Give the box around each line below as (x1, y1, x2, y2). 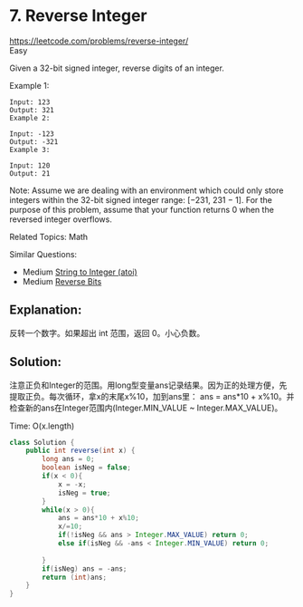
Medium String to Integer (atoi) (22, 266, 137, 277)
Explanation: (9, 303, 82, 318)
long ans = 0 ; (42, 455, 95, 464)
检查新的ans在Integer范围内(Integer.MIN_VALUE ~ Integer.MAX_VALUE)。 (9, 402, 283, 413)
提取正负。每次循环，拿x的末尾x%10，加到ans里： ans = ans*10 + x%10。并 (9, 390, 295, 401)
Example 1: (9, 80, 50, 91)
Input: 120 (9, 160, 51, 170)
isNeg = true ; (57, 488, 111, 497)
